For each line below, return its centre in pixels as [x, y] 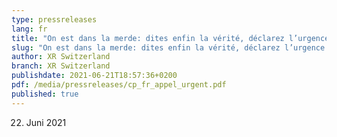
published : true [45, 94]
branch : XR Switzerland [61, 66]
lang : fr [29, 29]
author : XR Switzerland [61, 57]
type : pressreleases [54, 19]
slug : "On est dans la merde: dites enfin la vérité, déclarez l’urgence [168, 47]
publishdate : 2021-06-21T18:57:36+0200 [94, 76]
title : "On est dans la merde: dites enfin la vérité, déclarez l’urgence [170, 38]
